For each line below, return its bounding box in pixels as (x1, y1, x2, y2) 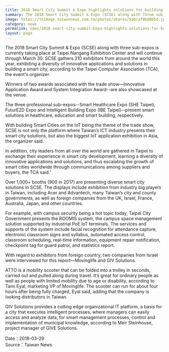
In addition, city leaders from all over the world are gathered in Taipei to (5, 148, 153, 154)
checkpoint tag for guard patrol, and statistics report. (5, 242, 115, 248)
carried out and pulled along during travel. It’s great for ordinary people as (5, 272, 158, 278)
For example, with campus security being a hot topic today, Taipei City (5, 210, 151, 216)
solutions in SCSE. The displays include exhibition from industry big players (5, 184, 161, 190)
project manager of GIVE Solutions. (5, 325, 78, 331)
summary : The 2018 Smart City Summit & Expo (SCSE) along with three (5, 12, 154, 17)
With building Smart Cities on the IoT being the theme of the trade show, (5, 122, 155, 128)
